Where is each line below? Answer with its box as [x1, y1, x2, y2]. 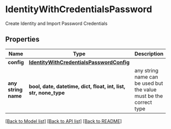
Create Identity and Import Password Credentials [5, 20, 108, 26]
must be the [134, 92, 163, 100]
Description [134, 50, 164, 57]
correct [134, 99, 152, 106]
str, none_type [28, 89, 65, 96]
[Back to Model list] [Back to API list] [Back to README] [5, 118, 122, 124]
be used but [134, 80, 163, 87]
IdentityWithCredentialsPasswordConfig [28, 58, 130, 66]
